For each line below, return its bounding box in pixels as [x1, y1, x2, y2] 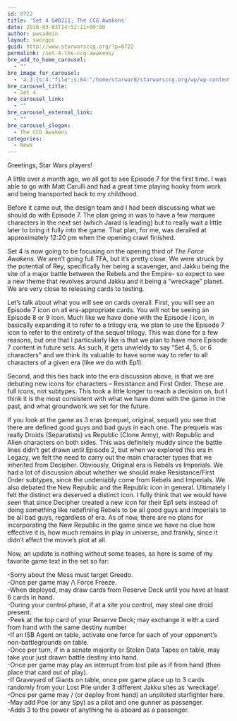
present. [7, 608, 32, 616]
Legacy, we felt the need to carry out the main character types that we [7, 453, 212, 462]
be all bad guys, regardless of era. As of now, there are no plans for [7, 513, 203, 522]
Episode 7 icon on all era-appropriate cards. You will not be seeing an [7, 306, 209, 314]
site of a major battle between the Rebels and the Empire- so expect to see [7, 270, 225, 278]
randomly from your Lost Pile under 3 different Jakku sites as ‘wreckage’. [7, 683, 220, 692]
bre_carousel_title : [7, 83, 68, 90]
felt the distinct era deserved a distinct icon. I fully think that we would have [7, 491, 227, 499]
